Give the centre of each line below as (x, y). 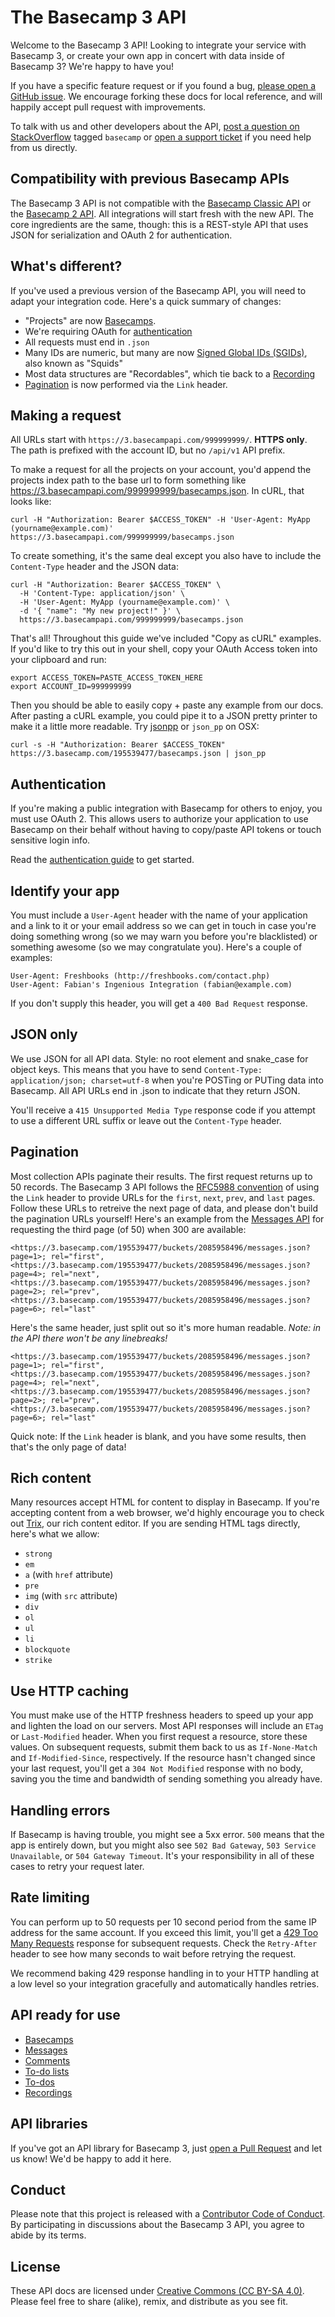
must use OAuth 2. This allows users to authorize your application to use (159, 819)
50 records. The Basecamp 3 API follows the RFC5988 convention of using (165, 1187)
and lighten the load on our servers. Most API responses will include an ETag (167, 1726)
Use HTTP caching (70, 1691)
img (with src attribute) (71, 1596)
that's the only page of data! (68, 1447)
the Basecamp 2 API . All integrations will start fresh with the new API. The (162, 213)
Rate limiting (50, 1897)
